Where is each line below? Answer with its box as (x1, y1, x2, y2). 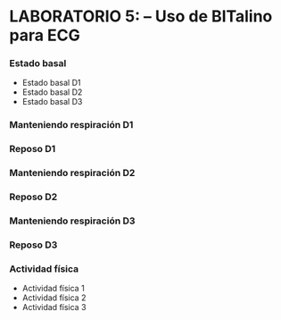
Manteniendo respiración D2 (9, 167, 136, 180)
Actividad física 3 (21, 302, 87, 313)
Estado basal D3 (21, 97, 83, 107)
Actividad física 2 (21, 292, 87, 303)
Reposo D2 (9, 190, 58, 203)
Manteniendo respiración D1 (9, 119, 134, 131)
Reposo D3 (9, 239, 58, 251)
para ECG (9, 25, 80, 46)
